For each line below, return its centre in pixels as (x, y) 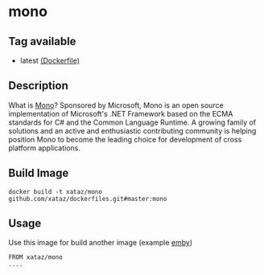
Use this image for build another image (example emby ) (101, 243)
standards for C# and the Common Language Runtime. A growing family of (132, 122)
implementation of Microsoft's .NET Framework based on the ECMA (121, 113)
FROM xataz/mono (35, 257)
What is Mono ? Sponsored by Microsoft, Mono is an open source (116, 105)
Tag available (42, 41)
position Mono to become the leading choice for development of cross (125, 139)
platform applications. (44, 148)
